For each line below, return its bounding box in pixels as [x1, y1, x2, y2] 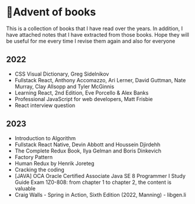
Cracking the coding [14, 166, 65, 173]
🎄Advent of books [6, 5, 96, 19]
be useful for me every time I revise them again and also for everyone [6, 37, 175, 44]
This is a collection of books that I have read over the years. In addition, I [6, 25, 183, 32]
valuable [14, 184, 36, 192]
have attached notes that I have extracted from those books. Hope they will [6, 31, 189, 38]
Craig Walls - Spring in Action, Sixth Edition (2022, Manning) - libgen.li [14, 191, 186, 198]
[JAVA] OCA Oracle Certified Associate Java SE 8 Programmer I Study [14, 172, 186, 179]
